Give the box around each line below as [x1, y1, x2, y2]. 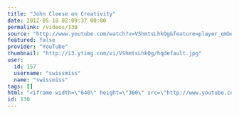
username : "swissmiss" [14, 69, 81, 76]
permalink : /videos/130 [7, 23, 78, 30]
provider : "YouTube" [7, 43, 69, 50]
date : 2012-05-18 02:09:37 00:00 [7, 17, 107, 24]
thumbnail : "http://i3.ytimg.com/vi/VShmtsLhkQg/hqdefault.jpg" [7, 50, 202, 57]
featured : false [7, 37, 55, 44]
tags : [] [7, 83, 33, 90]
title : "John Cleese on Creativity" [7, 10, 116, 18]
